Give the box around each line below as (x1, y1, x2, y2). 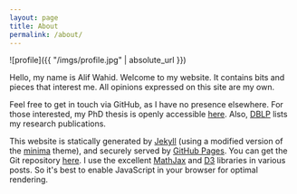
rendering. (9, 174, 48, 185)
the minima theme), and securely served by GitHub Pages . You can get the (9, 145, 288, 156)
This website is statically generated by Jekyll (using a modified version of (9, 136, 283, 147)
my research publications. (9, 118, 107, 129)
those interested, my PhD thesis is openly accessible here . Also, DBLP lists (9, 109, 288, 120)
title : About (9, 22, 59, 31)
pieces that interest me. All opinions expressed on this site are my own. (9, 82, 274, 93)
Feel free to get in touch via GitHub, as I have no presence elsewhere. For (9, 99, 283, 110)
